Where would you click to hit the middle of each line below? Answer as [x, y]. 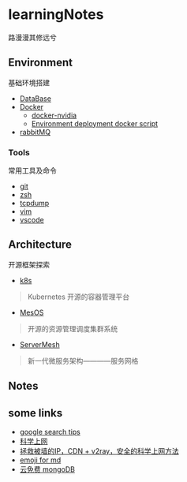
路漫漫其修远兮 [32, 37]
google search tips [50, 432]
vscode [32, 220]
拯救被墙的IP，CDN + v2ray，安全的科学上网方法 [99, 451]
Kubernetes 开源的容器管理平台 [79, 297]
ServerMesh [40, 344]
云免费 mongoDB [47, 469]
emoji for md [40, 460]
